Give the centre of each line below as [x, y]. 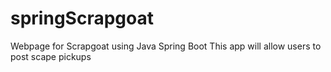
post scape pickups [51, 56]
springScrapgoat [82, 18]
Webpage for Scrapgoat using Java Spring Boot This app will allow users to [166, 46]
